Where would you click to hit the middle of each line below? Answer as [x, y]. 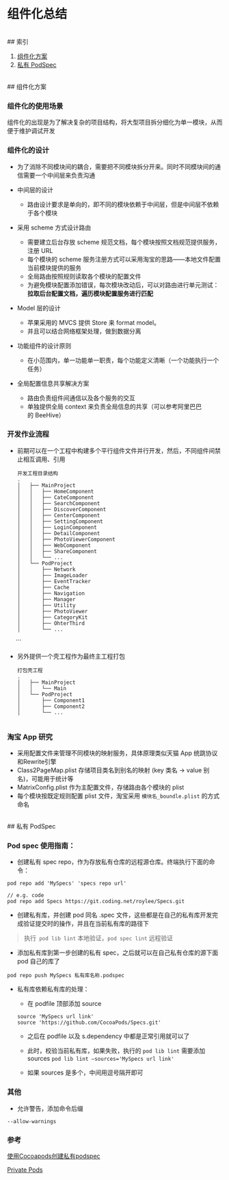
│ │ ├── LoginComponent [57, 527]
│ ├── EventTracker [54, 581]
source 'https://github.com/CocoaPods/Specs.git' [89, 1023]
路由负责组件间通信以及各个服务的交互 [81, 397]
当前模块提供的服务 [54, 267]
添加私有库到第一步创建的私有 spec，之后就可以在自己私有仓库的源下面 [118, 952]
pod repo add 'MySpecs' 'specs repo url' [67, 884]
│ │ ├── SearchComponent [58, 503]
